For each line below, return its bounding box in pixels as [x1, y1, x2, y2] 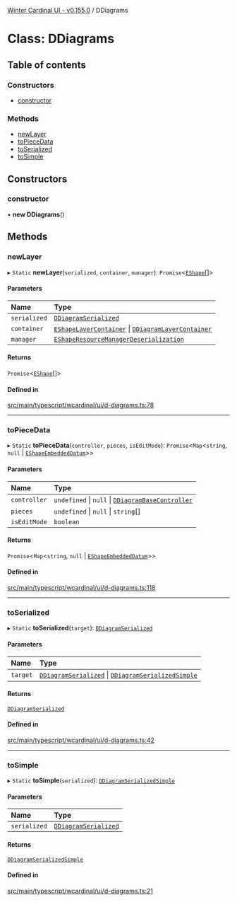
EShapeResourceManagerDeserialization [54, 335, 185, 343]
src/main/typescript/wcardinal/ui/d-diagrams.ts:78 [7, 401, 154, 410]
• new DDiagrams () [7, 210, 65, 219]
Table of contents [7, 59, 86, 71]
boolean [54, 518, 80, 526]
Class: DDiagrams [7, 31, 115, 47]
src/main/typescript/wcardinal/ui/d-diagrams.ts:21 [7, 886, 153, 895]
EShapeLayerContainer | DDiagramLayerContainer [54, 323, 212, 333]
